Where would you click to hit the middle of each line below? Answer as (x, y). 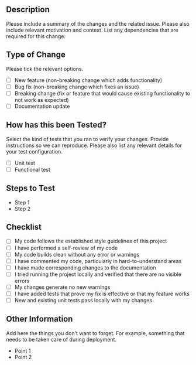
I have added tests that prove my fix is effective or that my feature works (102, 294)
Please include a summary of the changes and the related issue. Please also (98, 23)
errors (22, 281)
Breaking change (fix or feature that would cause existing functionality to (102, 93)
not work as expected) (42, 100)
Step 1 (22, 202)
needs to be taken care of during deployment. (61, 339)
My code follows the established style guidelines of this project (91, 241)
